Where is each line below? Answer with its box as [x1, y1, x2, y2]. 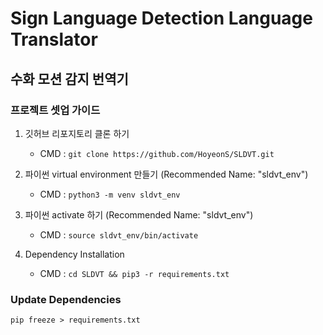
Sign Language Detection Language [10, 7, 313, 30]
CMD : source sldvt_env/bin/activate [39, 228, 199, 241]
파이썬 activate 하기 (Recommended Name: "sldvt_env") [24, 208, 254, 221]
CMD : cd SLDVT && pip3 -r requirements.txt [39, 267, 230, 279]
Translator [10, 28, 98, 51]
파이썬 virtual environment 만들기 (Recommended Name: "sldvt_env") [24, 168, 309, 180]
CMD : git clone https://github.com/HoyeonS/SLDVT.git [39, 147, 275, 159]
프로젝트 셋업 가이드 [10, 103, 101, 117]
